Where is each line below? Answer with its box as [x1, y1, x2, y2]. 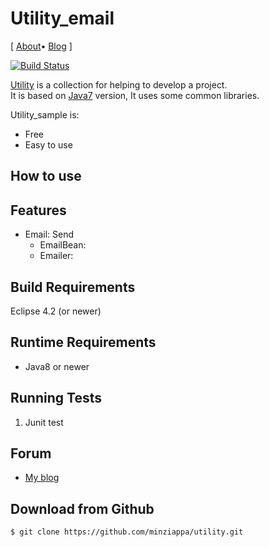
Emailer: [39, 250, 74, 262]
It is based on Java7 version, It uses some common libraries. [10, 89, 260, 101]
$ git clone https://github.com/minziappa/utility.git [10, 527, 244, 537]
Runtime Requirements [10, 334, 157, 351]
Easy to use [24, 138, 73, 151]
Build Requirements [10, 278, 136, 296]
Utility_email [10, 7, 115, 30]
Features [10, 202, 67, 219]
